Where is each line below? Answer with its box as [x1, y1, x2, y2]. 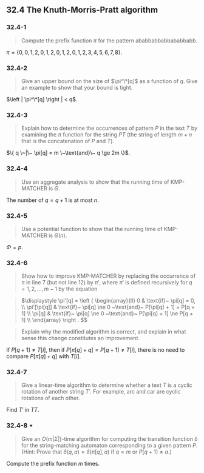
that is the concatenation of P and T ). [21, 138, 114, 145]
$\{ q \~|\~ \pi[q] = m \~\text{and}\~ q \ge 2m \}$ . [6, 149, 131, 156]
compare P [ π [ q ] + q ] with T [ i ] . [6, 353, 81, 360]
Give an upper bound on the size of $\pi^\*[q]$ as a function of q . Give [21, 77, 198, 84]
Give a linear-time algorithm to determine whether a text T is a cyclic [21, 381, 192, 389]
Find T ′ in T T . [6, 406, 39, 414]
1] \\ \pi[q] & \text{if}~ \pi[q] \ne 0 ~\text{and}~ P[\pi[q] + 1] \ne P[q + [21, 310, 194, 317]
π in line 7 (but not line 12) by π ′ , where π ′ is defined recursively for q [21, 279, 192, 286]
